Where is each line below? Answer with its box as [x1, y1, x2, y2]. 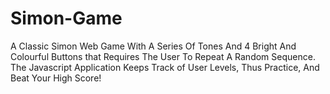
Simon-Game [10, 7, 123, 30]
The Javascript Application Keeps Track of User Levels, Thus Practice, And [10, 61, 320, 73]
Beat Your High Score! [10, 72, 102, 84]
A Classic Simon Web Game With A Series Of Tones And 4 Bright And [10, 40, 297, 52]
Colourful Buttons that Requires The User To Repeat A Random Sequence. [10, 50, 316, 62]
